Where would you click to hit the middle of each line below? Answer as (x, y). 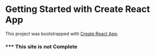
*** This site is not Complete (41, 46)
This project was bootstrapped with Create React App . (62, 33)
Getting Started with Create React (78, 9)
